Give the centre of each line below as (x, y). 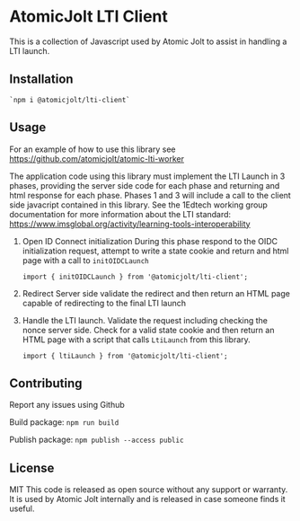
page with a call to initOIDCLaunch (86, 260)
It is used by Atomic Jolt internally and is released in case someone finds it (147, 499)
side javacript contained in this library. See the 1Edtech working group (138, 205)
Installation (41, 79)
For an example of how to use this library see (93, 149)
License (32, 468)
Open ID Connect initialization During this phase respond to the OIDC (150, 241)
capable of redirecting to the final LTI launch (104, 303)
